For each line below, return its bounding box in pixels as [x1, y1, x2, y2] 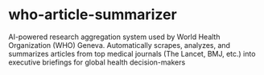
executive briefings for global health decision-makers [8, 57, 186, 67]
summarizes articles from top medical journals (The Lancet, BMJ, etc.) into [8, 49, 256, 58]
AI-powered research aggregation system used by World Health [8, 32, 221, 41]
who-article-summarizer [8, 6, 177, 24]
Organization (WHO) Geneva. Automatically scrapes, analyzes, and [8, 40, 231, 49]
